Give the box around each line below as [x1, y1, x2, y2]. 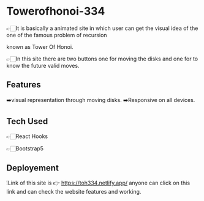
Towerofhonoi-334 [6, 4, 105, 18]
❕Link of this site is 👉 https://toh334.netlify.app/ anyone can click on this [6, 179, 191, 187]
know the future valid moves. [6, 62, 80, 69]
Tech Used [6, 116, 48, 126]
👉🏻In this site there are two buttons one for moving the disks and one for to [6, 55, 198, 62]
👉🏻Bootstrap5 [6, 145, 44, 152]
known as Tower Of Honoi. [6, 43, 74, 50]
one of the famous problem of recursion [6, 31, 107, 38]
